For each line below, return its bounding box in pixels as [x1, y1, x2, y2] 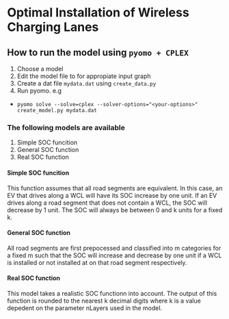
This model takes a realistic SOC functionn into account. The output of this [7, 289, 217, 297]
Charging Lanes [7, 19, 99, 35]
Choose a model [16, 65, 64, 73]
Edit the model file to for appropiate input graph [16, 72, 151, 80]
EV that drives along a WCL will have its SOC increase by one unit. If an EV [7, 191, 217, 199]
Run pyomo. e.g [16, 87, 62, 94]
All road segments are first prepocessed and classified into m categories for [7, 244, 221, 252]
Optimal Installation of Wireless [7, 5, 189, 21]
